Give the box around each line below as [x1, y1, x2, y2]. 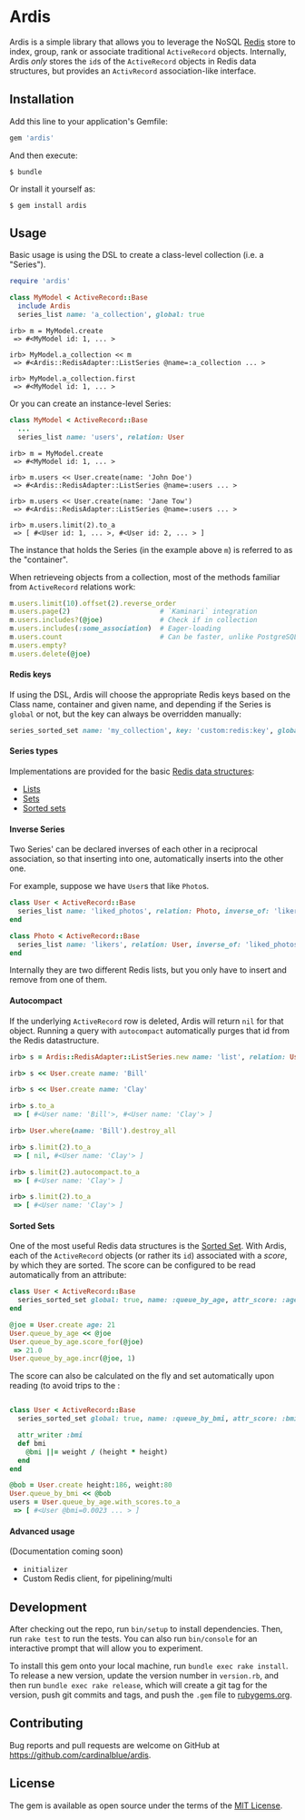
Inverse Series [9, 824, 65, 835]
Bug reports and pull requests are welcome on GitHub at [9, 1739, 221, 1750]
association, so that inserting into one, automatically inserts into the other [9, 854, 284, 865]
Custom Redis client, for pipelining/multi [22, 1573, 172, 1584]
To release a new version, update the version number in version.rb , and [9, 1669, 280, 1681]
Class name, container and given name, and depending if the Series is [9, 698, 271, 709]
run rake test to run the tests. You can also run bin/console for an [9, 1633, 258, 1644]
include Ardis [17, 302, 71, 311]
